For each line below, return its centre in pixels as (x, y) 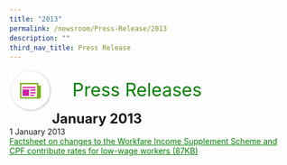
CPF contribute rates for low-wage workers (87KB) (104, 151)
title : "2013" (36, 19)
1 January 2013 (37, 132)
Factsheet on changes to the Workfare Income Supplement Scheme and (143, 142)
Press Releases (137, 90)
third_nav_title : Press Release (70, 48)
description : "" (40, 38)
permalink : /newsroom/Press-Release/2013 (88, 28)
